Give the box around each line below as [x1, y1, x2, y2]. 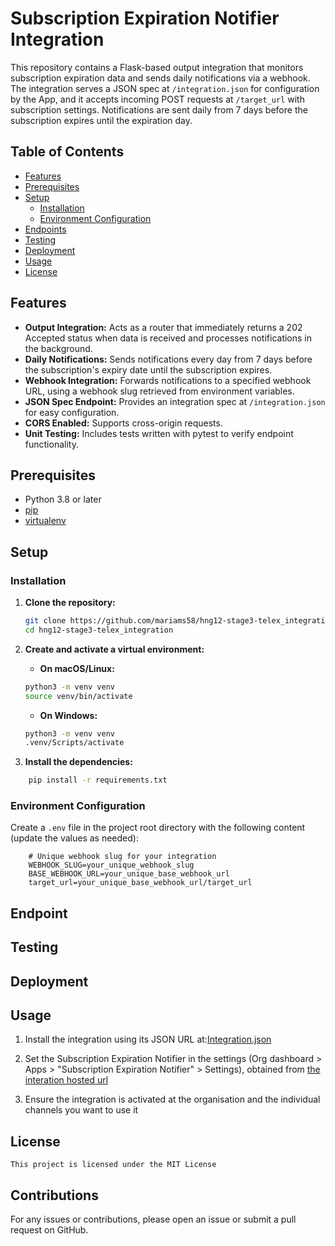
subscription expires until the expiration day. [10, 114, 193, 126]
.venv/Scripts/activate [24, 738, 125, 748]
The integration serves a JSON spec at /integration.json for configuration [10, 82, 320, 94]
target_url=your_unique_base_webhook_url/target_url [28, 878, 253, 888]
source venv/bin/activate [24, 691, 133, 701]
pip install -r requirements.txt [28, 775, 168, 786]
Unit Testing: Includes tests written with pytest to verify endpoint [24, 427, 294, 439]
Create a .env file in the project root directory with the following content [10, 822, 306, 834]
